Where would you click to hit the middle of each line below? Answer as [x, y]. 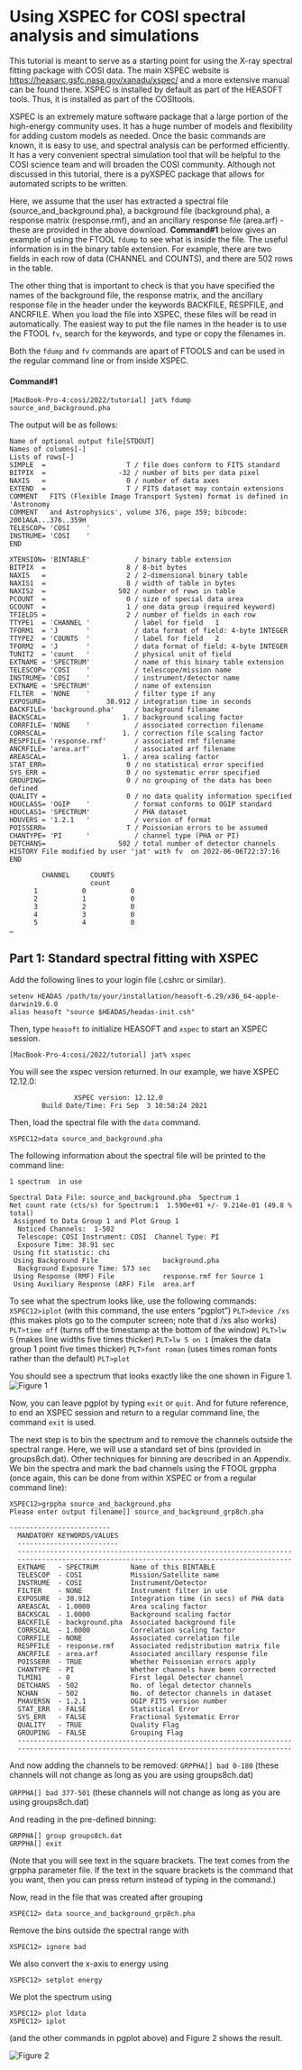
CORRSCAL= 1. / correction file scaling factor [137, 733]
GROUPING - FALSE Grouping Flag [100, 1733]
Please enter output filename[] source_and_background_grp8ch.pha [137, 1512]
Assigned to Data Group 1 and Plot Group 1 [96, 1221]
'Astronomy [30, 505]
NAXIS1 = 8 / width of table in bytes [123, 583]
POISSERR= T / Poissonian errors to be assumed [139, 828]
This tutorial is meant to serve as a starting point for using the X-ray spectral [151, 60]
